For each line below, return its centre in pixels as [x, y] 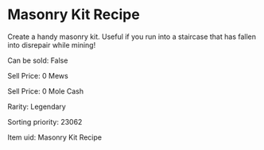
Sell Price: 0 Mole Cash [46, 91]
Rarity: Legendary [37, 106]
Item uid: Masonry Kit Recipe [55, 137]
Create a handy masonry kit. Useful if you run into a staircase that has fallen [132, 37]
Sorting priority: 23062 [45, 121]
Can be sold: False [38, 60]
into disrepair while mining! [52, 44]
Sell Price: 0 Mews [38, 75]
